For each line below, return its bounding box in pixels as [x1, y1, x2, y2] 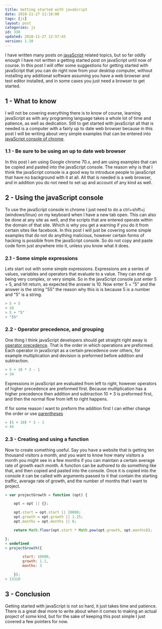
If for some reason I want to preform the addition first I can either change [5, 405, 151, 411]
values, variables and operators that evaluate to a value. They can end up [5, 271, 151, 277]
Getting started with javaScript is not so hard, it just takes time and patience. [5, 603, 157, 609]
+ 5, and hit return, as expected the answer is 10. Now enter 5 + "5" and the [5, 281, 156, 287]
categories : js [5, 25, 36, 30]
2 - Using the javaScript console [5, 194, 104, 202]
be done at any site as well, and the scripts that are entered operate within [5, 217, 153, 222]
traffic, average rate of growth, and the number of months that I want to [5, 478, 147, 484]
